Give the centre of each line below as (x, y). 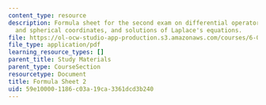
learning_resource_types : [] (56, 52)
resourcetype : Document (47, 74)
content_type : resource (47, 15)
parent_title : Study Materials (60, 60)
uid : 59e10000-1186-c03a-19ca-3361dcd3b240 (81, 89)
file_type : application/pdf (55, 45)
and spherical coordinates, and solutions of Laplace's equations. (129, 30)
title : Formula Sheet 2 (47, 81)
